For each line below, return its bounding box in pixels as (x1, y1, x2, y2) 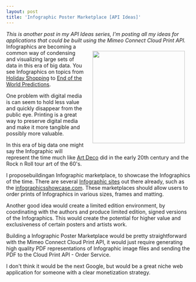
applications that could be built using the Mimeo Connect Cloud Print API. (6, 37, 186, 44)
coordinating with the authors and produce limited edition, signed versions (6, 208, 187, 215)
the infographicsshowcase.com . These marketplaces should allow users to (6, 184, 188, 191)
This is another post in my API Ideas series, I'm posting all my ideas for (6, 30, 179, 37)
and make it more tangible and (6, 124, 80, 131)
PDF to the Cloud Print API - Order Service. (6, 251, 111, 258)
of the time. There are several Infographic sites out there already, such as (6, 178, 185, 185)
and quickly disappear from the (6, 105, 83, 112)
